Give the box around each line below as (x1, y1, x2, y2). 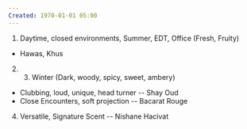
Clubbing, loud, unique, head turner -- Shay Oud (19, 88, 179, 97)
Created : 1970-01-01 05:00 (8, 11, 98, 20)
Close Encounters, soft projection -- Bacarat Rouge (19, 96, 188, 105)
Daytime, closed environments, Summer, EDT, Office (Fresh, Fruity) (19, 33, 240, 43)
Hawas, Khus (19, 48, 64, 58)
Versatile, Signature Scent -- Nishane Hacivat (19, 112, 169, 121)
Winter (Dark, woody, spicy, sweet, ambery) (31, 72, 176, 82)
